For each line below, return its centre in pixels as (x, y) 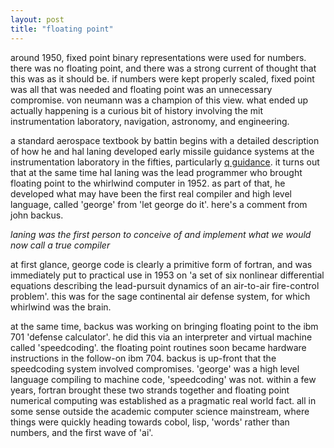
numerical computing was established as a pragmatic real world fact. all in (163, 400)
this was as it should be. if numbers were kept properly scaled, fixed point (162, 78)
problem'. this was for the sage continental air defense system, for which (160, 296)
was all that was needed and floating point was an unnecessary (141, 89)
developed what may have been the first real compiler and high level (151, 193)
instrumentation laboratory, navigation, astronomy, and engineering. (150, 121)
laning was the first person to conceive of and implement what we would (161, 234)
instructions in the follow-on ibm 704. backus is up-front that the (143, 358)
